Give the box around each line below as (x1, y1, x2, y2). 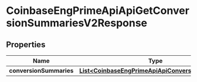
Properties (6, 40, 46, 49)
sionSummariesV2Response (6, 16, 148, 30)
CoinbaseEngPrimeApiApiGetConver (6, 4, 189, 17)
